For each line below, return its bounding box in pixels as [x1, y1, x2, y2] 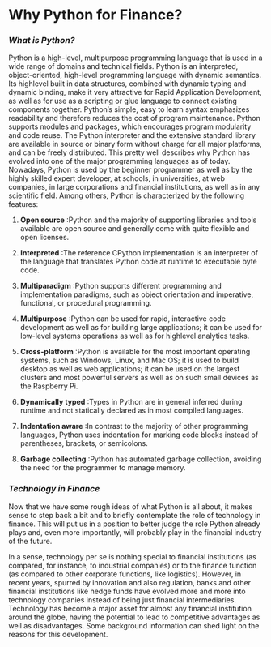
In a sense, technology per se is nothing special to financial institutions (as [8, 551, 256, 561]
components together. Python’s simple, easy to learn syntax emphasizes [8, 105, 250, 114]
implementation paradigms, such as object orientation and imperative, [19, 289, 253, 299]
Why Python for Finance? [8, 6, 183, 24]
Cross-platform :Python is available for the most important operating [19, 347, 251, 357]
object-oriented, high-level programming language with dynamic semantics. [8, 71, 261, 80]
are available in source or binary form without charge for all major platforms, [8, 139, 262, 149]
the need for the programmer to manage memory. [19, 463, 186, 473]
